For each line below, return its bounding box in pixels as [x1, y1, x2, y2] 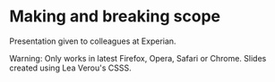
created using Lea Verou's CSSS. [9, 62, 132, 73]
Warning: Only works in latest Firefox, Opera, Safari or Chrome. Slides [9, 53, 267, 63]
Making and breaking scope [9, 6, 221, 27]
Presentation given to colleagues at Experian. [9, 36, 176, 46]
